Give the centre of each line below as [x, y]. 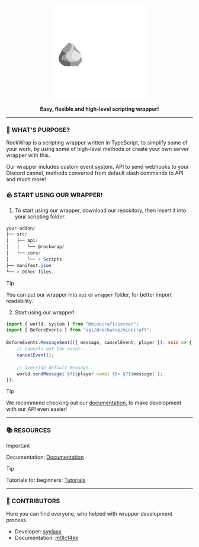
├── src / [17, 234]
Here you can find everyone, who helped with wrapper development [89, 513]
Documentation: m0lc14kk [46, 538]
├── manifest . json [29, 265]
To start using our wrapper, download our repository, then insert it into [100, 210]
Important [18, 445]
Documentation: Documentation [45, 457]
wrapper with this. [28, 155]
